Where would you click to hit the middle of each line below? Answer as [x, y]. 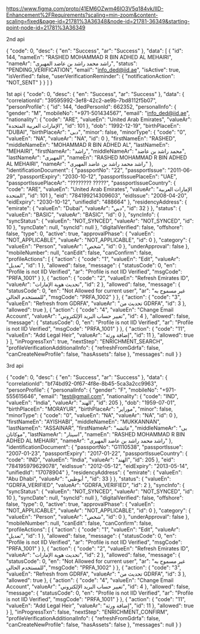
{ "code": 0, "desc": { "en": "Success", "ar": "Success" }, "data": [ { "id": [95, 51]
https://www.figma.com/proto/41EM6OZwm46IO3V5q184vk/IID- [85, 9]
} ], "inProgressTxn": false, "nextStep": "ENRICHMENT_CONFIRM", [87, 612]
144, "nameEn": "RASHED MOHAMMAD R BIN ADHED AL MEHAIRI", [89, 57]
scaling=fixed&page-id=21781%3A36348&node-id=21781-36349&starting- [98, 21]
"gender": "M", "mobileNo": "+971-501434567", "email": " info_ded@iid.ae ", [98, 113]
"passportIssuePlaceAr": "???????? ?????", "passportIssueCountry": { [91, 183]
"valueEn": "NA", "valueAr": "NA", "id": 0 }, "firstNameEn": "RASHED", [91, 139]
